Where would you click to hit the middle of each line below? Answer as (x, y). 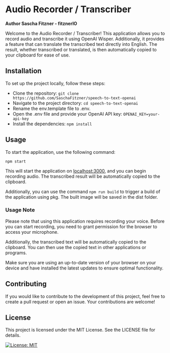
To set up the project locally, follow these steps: (55, 83)
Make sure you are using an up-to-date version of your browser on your (81, 262)
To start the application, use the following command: (60, 152)
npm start (16, 161)
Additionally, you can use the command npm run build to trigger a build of (83, 192)
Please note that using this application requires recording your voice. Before (85, 221)
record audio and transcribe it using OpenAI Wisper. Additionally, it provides (85, 39)
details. (13, 335)
